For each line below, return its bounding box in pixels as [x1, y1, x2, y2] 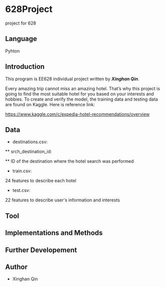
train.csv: [12, 168, 32, 174]
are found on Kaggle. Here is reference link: [5, 101, 95, 107]
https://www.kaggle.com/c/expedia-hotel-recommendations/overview [5, 111, 150, 117]
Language [5, 35, 37, 43]
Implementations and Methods [5, 229, 103, 237]
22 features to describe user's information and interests [5, 197, 120, 203]
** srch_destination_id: [5, 149, 52, 155]
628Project [5, 4, 53, 15]
